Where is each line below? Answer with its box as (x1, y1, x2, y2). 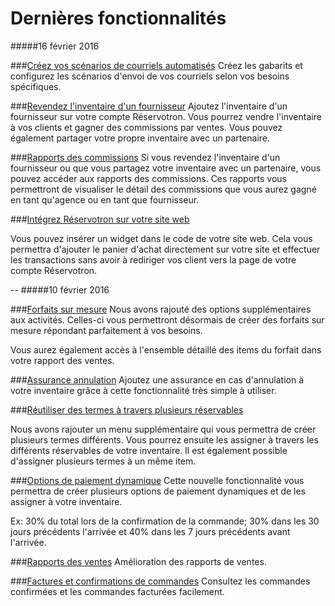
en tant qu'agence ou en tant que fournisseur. (10, 193, 200, 206)
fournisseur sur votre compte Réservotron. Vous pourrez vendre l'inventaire (10, 110, 322, 122)
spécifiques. (10, 80, 62, 92)
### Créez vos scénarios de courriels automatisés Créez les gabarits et (10, 59, 303, 71)
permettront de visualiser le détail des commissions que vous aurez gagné (10, 183, 317, 195)
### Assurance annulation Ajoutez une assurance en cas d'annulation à (10, 373, 305, 386)
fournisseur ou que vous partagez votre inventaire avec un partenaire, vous (10, 162, 322, 174)
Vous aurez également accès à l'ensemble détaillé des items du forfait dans (10, 343, 322, 356)
